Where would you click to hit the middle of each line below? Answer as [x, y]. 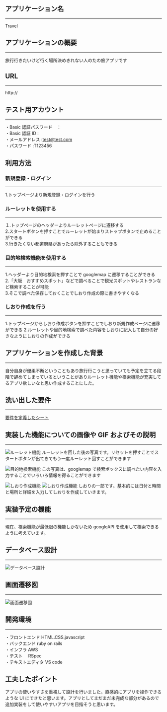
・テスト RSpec [23, 656]
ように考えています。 [27, 533]
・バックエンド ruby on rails [34, 643]
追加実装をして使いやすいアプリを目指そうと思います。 [62, 705]
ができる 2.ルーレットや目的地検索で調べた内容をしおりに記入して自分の [80, 330]
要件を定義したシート [27, 418]
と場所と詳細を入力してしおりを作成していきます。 [57, 492]
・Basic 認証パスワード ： [33, 127]
